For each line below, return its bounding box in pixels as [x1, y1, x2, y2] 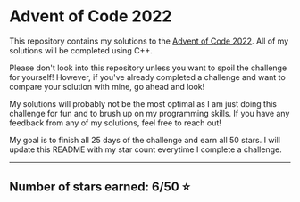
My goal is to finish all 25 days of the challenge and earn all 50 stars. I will [9, 134, 281, 145]
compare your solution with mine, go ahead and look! [9, 81, 205, 92]
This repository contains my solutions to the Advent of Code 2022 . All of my [9, 36, 289, 46]
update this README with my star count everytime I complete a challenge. [9, 144, 283, 155]
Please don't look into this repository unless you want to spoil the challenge [9, 62, 287, 73]
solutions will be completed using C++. [9, 44, 154, 55]
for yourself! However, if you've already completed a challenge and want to [9, 71, 286, 82]
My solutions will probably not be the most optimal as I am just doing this [9, 98, 278, 109]
